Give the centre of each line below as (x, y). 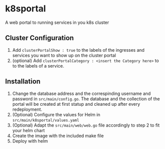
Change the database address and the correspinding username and (82, 93)
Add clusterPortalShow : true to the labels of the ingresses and (78, 50)
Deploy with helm (30, 141)
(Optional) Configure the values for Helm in (56, 114)
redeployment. (27, 109)
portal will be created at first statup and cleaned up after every (76, 104)
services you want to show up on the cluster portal (64, 55)
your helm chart (28, 130)
